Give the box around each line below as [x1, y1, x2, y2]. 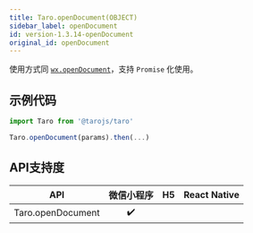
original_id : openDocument [9, 38, 110, 47]
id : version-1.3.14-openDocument [9, 30, 134, 39]
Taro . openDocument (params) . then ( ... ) [9, 133, 150, 142]
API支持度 [9, 160, 65, 176]
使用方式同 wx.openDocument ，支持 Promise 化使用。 [9, 64, 198, 74]
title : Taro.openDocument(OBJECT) [9, 13, 139, 22]
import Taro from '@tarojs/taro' [9, 117, 134, 126]
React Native [183, 188, 240, 201]
